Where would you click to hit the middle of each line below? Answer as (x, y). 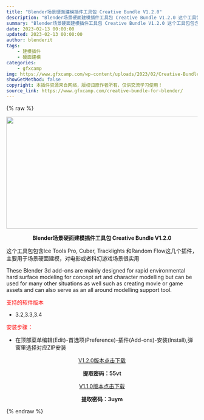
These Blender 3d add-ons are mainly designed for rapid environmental (96, 270)
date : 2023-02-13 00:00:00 (40, 29)
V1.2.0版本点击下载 (102, 360)
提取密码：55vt (102, 373)
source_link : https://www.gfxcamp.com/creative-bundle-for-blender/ (95, 91)
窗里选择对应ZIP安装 (41, 347)
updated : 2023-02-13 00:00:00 (45, 35)
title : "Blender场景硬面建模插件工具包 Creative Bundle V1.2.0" (84, 12)
